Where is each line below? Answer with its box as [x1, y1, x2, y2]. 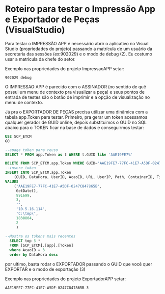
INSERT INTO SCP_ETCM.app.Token [5, 170, 71, 175]
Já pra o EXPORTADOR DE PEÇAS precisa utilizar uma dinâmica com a [5, 109, 148, 115]
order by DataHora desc [9, 252, 58, 257]
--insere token [5, 165, 36, 170]
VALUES [5, 179, 19, 184]
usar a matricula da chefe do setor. [5, 56, 76, 62]
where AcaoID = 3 [9, 248, 45, 253]
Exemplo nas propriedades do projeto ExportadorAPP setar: [5, 276, 126, 282]
